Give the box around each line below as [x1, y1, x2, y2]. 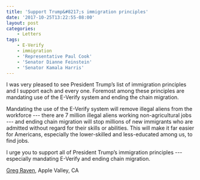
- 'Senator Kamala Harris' [17, 64, 84, 71]
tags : [6, 37, 20, 43]
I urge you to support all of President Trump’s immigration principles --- [6, 149, 183, 156]
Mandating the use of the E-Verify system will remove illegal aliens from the [6, 106, 193, 113]
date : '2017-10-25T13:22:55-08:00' [6, 14, 95, 20]
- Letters [17, 31, 42, 37]
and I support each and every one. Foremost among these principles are [6, 88, 184, 95]
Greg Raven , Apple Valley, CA [6, 167, 79, 174]
